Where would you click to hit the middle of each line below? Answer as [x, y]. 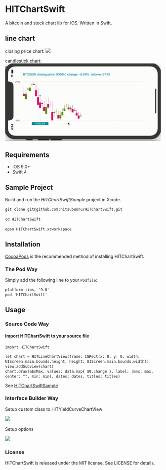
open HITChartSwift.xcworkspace [38, 229]
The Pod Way [21, 269]
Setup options [19, 429]
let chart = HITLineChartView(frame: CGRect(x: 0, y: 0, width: [73, 356]
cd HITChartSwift [23, 219]
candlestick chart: [23, 61]
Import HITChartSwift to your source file [47, 336]
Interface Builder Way [32, 398]
